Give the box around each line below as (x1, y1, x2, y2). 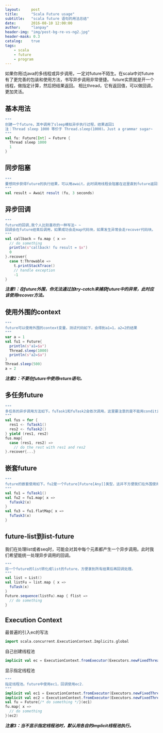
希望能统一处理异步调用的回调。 (9, 552, 73, 558)
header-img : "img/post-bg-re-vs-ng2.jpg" (5, 30, 90, 34)
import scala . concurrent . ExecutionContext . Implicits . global (5, 639, 130, 644)
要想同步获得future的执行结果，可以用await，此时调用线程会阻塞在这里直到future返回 (5, 181, 158, 186)
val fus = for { (5, 418, 38, 423)
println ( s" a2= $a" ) (9, 353, 47, 358)
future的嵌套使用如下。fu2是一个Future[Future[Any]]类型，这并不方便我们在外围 (5, 482, 153, 487)
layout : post (5, 7, 40, 12)
